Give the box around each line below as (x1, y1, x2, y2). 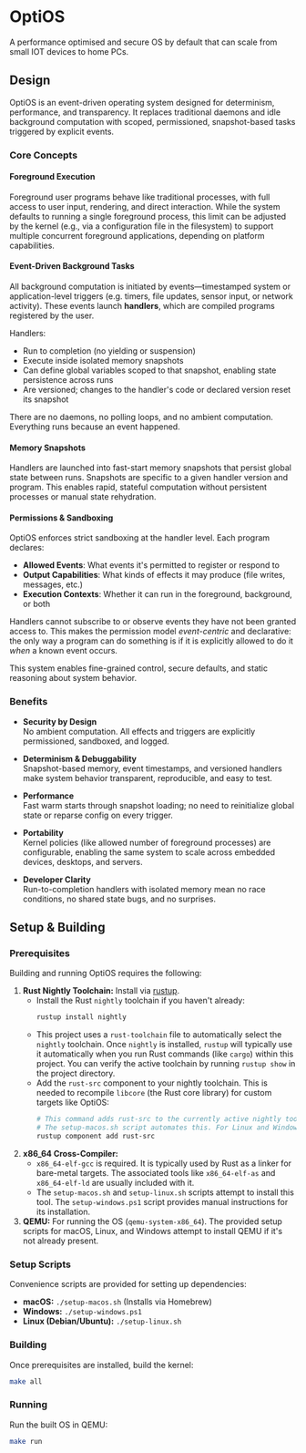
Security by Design (22, 716, 97, 726)
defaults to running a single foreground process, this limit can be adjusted (9, 211, 287, 222)
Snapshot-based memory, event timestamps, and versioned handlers (22, 763, 282, 774)
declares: (9, 542, 45, 553)
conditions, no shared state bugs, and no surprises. (22, 893, 217, 904)
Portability (22, 827, 64, 838)
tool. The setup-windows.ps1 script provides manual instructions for (36, 1196, 289, 1207)
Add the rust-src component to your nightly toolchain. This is (36, 1077, 269, 1088)
